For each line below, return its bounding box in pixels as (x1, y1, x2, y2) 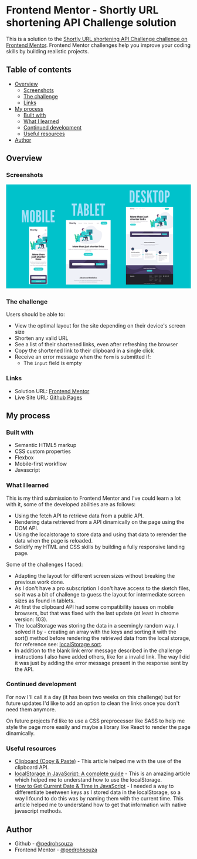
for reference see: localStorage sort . (14, 640, 103, 647)
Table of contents (6, 65, 72, 75)
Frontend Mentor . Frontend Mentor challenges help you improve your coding (6, 42, 191, 49)
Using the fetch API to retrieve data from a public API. (14, 512, 144, 519)
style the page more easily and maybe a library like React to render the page (6, 723, 191, 730)
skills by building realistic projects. (6, 47, 89, 54)
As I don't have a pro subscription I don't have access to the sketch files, (14, 584, 191, 592)
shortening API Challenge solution (6, 16, 177, 29)
